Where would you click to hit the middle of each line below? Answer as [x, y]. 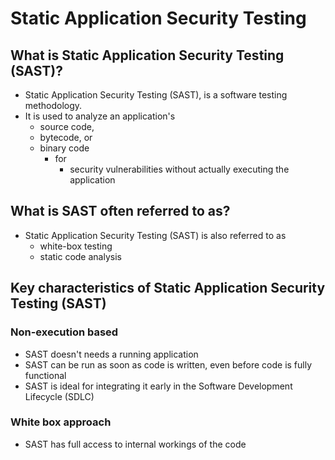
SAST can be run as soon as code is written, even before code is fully [168, 364]
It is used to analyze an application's [100, 116]
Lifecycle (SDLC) [59, 396]
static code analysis [80, 256]
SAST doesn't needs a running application [111, 354]
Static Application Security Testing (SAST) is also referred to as [155, 235]
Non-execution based [64, 332]
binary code [64, 148]
